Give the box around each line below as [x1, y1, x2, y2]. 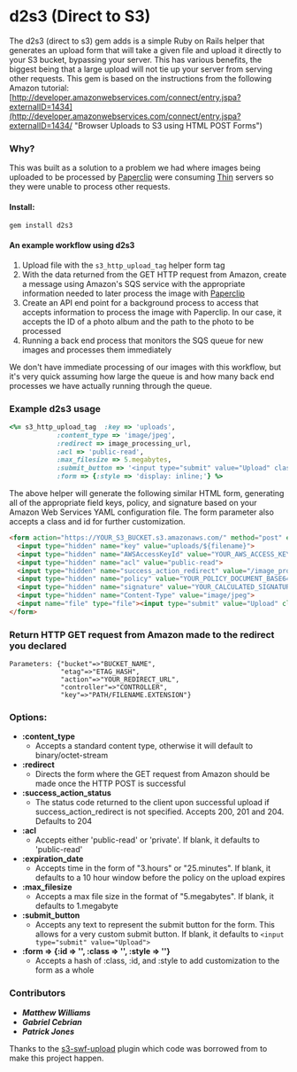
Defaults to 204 [34, 816, 93, 827]
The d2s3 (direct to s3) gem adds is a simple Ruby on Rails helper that [9, 35, 265, 46]
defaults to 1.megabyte [34, 901, 119, 912]
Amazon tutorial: [9, 82, 69, 93]
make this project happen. [9, 1053, 104, 1063]
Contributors [9, 987, 66, 999]
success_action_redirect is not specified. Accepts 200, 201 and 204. [34, 806, 285, 817]
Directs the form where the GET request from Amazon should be [34, 769, 270, 780]
